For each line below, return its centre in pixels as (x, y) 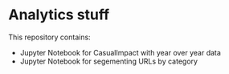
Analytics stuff (59, 15)
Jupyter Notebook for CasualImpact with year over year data (120, 52)
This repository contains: (49, 37)
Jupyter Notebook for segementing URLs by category (109, 61)
